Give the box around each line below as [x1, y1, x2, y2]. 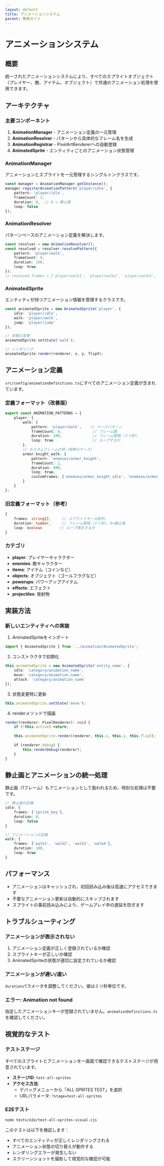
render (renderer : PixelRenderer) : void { [5, 720, 91, 725]
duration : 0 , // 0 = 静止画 [14, 200, 71, 205]
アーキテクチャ [5, 101, 50, 110]
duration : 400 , [31, 465, 62, 470]
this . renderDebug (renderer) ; [22, 747, 82, 752]
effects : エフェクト [12, 585, 51, 591]
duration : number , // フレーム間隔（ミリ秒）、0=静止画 [14, 521, 126, 526]
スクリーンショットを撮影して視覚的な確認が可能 [12, 1155, 111, 1162]
